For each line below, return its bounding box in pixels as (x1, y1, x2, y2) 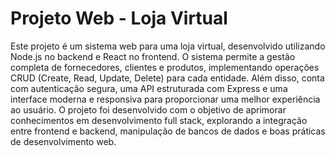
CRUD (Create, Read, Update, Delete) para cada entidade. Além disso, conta (10, 72, 325, 84)
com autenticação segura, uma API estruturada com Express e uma (10, 82, 288, 94)
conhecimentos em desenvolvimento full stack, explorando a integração (10, 114, 308, 126)
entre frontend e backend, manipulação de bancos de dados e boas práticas (10, 125, 326, 137)
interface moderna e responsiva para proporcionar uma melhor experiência (10, 93, 321, 105)
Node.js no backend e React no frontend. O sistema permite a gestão (10, 50, 296, 62)
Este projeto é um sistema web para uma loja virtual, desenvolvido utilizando (10, 40, 326, 52)
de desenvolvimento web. (10, 135, 117, 147)
